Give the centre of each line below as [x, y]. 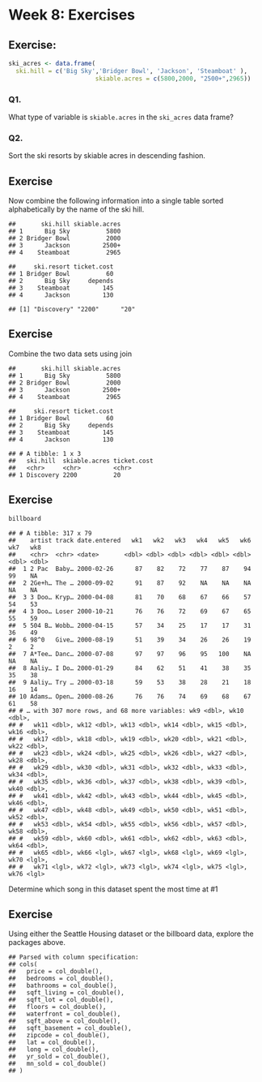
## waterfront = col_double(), [65, 1014]
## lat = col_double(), [52, 1043]
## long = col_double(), [54, 1050]
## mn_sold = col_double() [57, 1064]
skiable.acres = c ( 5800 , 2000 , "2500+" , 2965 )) [173, 79]
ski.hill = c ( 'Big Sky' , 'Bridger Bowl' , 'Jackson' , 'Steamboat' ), [132, 71]
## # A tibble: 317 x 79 [50, 533]
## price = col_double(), [56, 972]
